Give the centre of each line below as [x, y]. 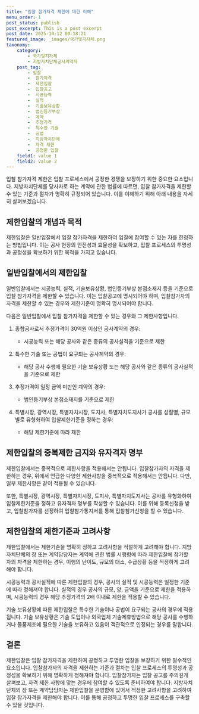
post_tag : [29, 67]
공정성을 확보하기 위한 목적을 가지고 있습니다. [65, 252]
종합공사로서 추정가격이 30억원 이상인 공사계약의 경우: [78, 328]
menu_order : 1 [24, 17]
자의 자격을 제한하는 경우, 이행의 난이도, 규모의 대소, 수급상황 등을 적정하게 [92, 561]
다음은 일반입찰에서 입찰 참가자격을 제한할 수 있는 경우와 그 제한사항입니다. [93, 316]
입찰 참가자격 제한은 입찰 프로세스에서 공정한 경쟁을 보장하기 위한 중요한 [89, 179]
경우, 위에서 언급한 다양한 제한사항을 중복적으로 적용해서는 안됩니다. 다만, [107, 476]
